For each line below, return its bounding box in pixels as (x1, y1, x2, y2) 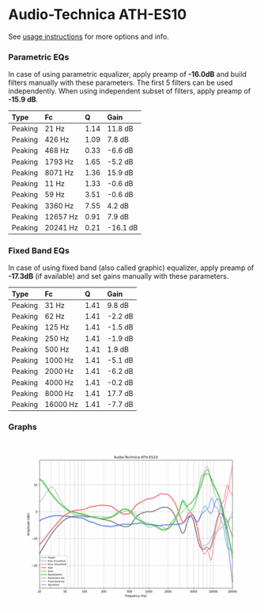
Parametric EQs (8, 51, 70, 63)
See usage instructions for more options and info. (8, 32, 170, 41)
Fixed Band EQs (8, 245, 70, 256)
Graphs (8, 421, 37, 432)
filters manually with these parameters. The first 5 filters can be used (8, 78, 233, 88)
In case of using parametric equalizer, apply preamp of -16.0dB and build (8, 70, 247, 79)
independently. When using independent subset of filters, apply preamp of (8, 86, 251, 96)
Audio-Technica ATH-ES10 (8, 6, 187, 24)
